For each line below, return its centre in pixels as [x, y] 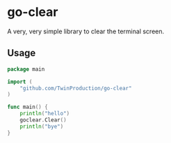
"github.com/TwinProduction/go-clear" [76, 88]
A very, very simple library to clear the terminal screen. [86, 31]
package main [26, 69]
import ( [20, 82]
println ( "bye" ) [42, 126]
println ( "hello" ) [45, 114]
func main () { [28, 107]
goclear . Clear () [43, 120]
